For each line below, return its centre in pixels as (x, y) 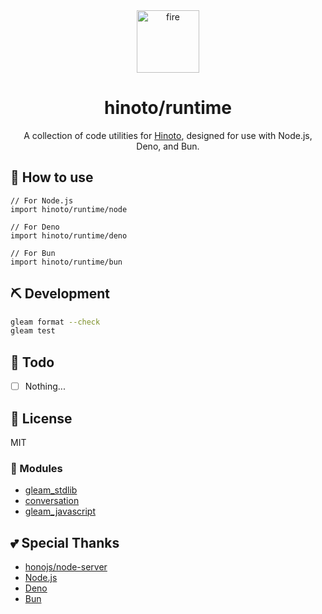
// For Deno (35, 227)
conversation (52, 501)
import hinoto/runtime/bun (66, 262)
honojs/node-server (66, 567)
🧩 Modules (36, 468)
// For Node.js (42, 200)
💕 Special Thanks (65, 542)
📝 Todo (32, 362)
